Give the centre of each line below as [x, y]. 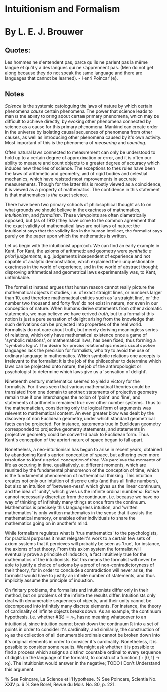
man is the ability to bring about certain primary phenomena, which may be [82, 116]
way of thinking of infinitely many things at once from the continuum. [76, 502]
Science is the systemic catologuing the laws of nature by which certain [79, 106]
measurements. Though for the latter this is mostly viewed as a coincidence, [83, 184]
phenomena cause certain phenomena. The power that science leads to [79, 111]
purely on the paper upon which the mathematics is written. [66, 236]
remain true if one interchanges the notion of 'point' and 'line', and [73, 397]
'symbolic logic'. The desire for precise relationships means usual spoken [80, 345]
